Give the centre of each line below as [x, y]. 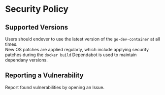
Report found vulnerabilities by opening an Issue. [55, 87]
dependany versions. [26, 60]
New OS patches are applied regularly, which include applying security [77, 49]
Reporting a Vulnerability [44, 76]
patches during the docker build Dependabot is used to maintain [71, 55]
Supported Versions [36, 27]
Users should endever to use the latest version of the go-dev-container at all [82, 39]
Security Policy [37, 9]
